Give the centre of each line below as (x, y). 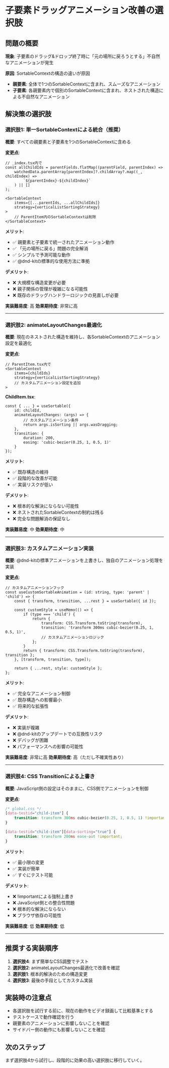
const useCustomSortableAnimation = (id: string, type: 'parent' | (77, 592)
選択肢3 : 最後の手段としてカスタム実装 (53, 980)
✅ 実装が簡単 (26, 869)
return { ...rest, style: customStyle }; (58, 669)
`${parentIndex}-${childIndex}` (57, 181)
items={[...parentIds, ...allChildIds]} (57, 202)
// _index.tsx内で (24, 163)
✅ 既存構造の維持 (30, 472)
